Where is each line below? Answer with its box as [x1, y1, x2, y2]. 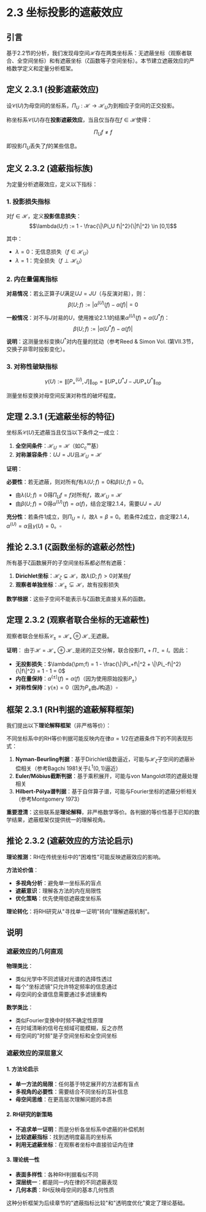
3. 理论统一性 [6, 1156, 40, 1164]
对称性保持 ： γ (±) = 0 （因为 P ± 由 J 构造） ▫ [15, 684, 118, 692]
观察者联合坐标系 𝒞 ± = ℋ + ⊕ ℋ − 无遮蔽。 [6, 632, 113, 641]
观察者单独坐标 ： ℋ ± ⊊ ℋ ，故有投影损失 [15, 581, 120, 590]
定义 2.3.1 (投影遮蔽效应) [6, 84, 99, 95]
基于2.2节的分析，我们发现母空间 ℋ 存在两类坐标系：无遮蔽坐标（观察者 [6, 50, 187, 56]
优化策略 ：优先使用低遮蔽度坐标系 [15, 894, 102, 902]
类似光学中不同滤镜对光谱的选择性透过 [15, 975, 112, 982]
